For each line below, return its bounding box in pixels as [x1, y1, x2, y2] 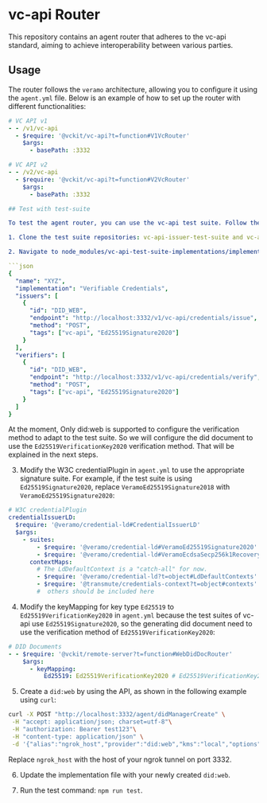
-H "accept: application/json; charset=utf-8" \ [11, 718, 172, 726]
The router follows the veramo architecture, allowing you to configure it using [8, 84, 258, 94]
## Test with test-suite [8, 205, 91, 212]
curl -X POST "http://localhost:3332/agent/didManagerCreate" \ [8, 711, 226, 719]
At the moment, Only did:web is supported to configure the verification [8, 424, 240, 435]
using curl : [19, 695, 57, 705]
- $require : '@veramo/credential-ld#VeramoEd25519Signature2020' [37, 543, 258, 551]
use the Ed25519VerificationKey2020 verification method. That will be [8, 442, 234, 451]
